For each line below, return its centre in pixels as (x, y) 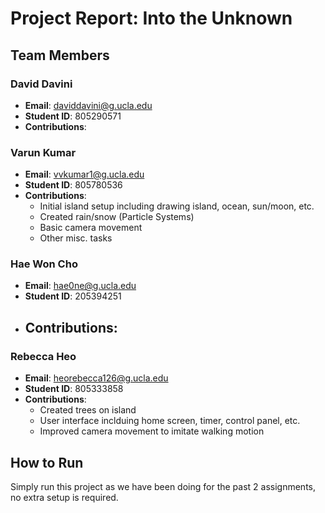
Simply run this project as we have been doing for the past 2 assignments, (163, 486)
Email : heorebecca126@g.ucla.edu (96, 378)
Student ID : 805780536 (73, 185)
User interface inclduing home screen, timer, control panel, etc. (170, 421)
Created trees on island (88, 410)
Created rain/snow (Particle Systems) (117, 217)
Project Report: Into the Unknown (151, 18)
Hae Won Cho (44, 264)
